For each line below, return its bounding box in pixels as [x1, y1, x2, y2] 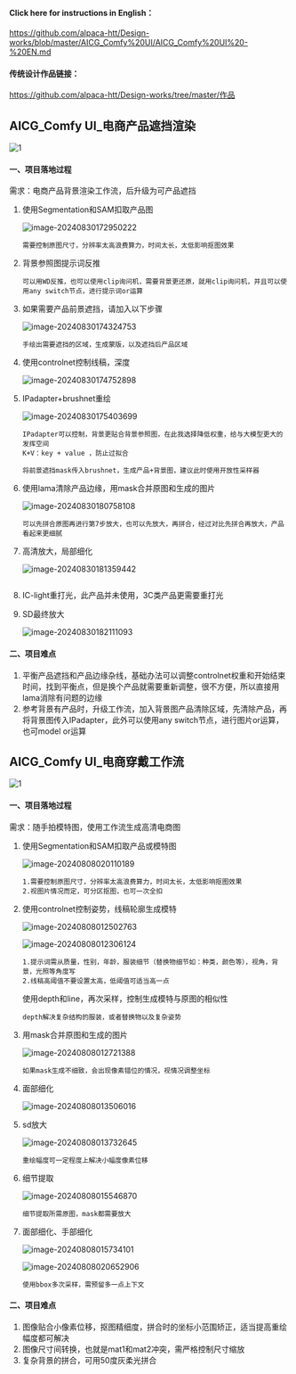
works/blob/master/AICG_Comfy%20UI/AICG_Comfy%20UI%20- [9, 37, 249, 48]
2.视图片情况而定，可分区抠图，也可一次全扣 [21, 886, 163, 895]
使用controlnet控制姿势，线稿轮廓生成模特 [21, 903, 177, 914]
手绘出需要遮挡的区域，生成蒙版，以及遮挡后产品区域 [21, 341, 188, 350]
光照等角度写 [35, 967, 76, 975]
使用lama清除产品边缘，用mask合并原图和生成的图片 [21, 483, 216, 494]
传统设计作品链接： [9, 68, 80, 78]
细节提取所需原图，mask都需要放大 [21, 1209, 132, 1218]
